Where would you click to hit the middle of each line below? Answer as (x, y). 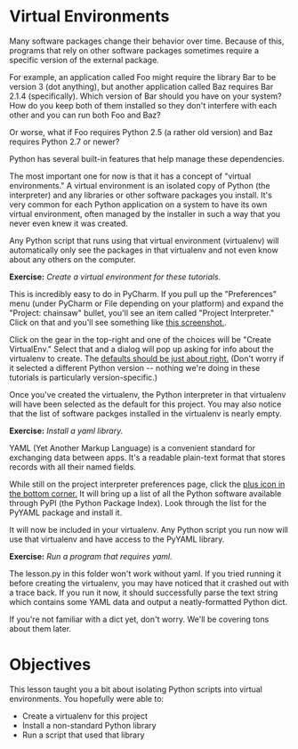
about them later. (40, 628)
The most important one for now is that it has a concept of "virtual (130, 176)
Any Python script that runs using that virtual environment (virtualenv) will (144, 240)
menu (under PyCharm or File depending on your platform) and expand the (147, 303)
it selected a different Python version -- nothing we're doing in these (135, 367)
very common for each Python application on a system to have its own (138, 204)
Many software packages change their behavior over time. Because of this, (147, 41)
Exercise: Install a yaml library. (66, 431)
